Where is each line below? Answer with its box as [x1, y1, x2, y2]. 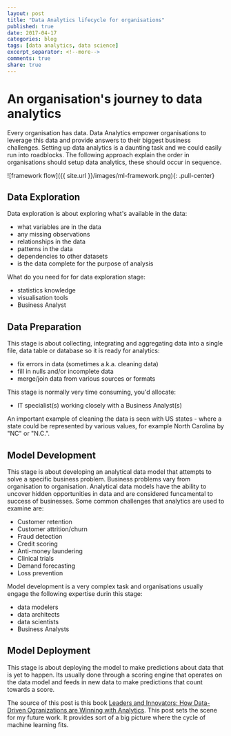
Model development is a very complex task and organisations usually [7, 582, 203, 590]
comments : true [7, 55, 51, 62]
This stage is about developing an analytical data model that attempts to [7, 468, 212, 476]
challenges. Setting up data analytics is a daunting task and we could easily [7, 143, 222, 152]
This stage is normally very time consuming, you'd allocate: [7, 388, 176, 397]
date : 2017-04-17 [7, 29, 57, 37]
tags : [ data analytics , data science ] [7, 42, 119, 49]
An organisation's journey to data [7, 91, 203, 107]
